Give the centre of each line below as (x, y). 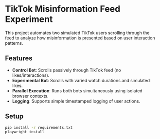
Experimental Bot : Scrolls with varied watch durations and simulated (81, 80)
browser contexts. (30, 96)
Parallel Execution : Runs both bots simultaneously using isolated (77, 90)
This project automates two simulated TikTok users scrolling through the (77, 33)
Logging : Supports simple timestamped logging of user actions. (76, 101)
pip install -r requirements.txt (39, 127)
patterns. (14, 43)
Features (19, 59)
